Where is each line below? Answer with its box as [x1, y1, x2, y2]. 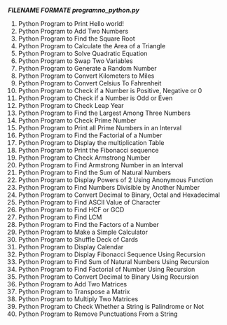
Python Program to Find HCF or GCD [18, 206, 125, 214]
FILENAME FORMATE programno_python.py [8, 6, 139, 14]
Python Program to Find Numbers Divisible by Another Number [18, 184, 200, 191]
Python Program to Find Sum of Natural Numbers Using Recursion [18, 258, 209, 265]
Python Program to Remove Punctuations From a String [18, 310, 178, 318]
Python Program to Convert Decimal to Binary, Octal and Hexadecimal [18, 191, 220, 199]
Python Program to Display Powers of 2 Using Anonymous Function [18, 176, 214, 184]
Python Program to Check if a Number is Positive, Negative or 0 [18, 87, 202, 95]
